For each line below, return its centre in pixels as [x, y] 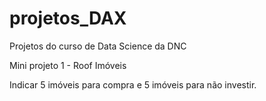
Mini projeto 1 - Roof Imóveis [68, 65]
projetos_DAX [68, 18]
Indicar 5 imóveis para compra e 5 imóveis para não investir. [133, 84]
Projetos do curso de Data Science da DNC [98, 46]
